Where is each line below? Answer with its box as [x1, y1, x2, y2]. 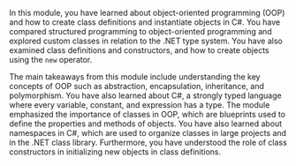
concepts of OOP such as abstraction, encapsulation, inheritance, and [9, 81, 265, 91]
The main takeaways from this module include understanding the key [9, 72, 261, 82]
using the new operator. [9, 55, 93, 64]
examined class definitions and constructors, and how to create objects [9, 45, 269, 56]
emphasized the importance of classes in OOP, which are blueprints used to [9, 109, 285, 119]
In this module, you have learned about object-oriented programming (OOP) [9, 8, 285, 18]
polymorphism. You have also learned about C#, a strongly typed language [9, 90, 282, 101]
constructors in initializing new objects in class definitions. [9, 147, 222, 157]
